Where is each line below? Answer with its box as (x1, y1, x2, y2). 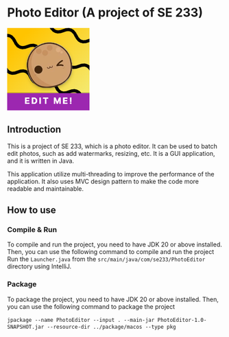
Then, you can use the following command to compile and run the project (7, 248, 215, 256)
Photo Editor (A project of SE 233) (7, 5, 204, 21)
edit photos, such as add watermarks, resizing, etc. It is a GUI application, (7, 149, 215, 157)
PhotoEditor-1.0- (157, 316, 207, 323)
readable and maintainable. (7, 184, 84, 193)
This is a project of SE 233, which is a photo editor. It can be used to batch (7, 142, 217, 150)
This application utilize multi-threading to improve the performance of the (7, 170, 215, 178)
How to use (7, 205, 56, 216)
